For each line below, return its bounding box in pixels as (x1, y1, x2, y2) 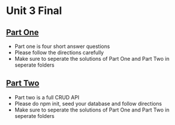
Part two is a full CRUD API (14, 93, 80, 100)
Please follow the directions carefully (14, 49, 104, 56)
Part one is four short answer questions (14, 43, 110, 50)
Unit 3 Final (6, 4, 63, 18)
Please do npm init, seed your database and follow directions (14, 100, 162, 107)
